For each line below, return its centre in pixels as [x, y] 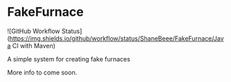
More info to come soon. [42, 72]
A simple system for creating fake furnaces [69, 59]
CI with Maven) [34, 45]
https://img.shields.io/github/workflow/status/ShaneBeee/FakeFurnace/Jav [117, 38]
